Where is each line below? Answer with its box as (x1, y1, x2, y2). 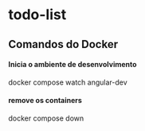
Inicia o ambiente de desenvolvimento (8, 60, 137, 69)
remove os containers (8, 96, 82, 105)
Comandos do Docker (8, 38, 118, 51)
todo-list (8, 6, 67, 24)
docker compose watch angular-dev (8, 77, 127, 87)
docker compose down (8, 113, 84, 123)
